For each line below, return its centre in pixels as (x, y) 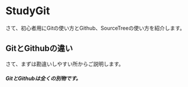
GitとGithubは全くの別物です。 (43, 79)
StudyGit (28, 11)
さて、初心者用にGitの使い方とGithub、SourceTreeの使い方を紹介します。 (95, 28)
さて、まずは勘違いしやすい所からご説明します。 (65, 64)
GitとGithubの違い (39, 49)
